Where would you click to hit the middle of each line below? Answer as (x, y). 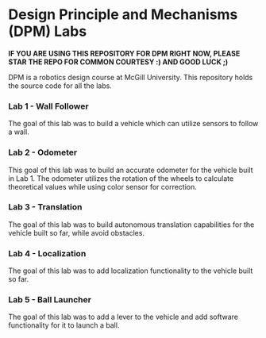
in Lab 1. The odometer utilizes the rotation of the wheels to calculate (121, 178)
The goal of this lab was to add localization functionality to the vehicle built (131, 271)
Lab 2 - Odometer (43, 152)
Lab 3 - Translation (45, 207)
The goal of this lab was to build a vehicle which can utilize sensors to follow (133, 124)
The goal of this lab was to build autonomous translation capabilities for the (131, 225)
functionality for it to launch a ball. (64, 325)
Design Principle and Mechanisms (123, 15)
